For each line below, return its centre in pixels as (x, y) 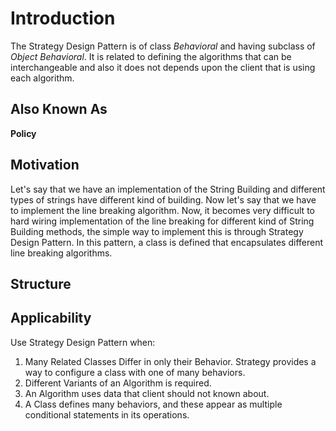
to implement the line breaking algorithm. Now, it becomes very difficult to (162, 210)
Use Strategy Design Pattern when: (83, 342)
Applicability (51, 318)
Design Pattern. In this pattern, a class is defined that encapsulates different (167, 242)
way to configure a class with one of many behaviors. (135, 372)
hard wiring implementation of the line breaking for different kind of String (162, 221)
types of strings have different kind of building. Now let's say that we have (163, 199)
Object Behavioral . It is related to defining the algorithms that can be (151, 56)
